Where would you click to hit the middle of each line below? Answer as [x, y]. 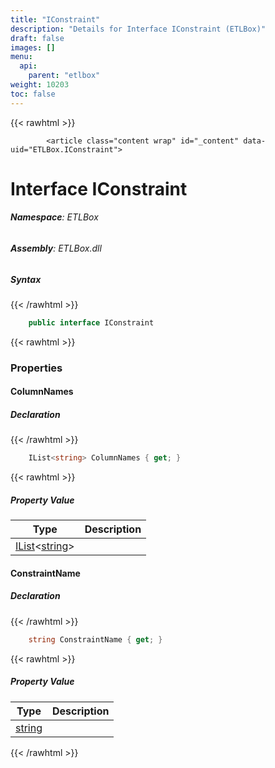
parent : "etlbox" [64, 76]
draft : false [37, 38]
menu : [21, 57]
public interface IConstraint [91, 323]
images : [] [33, 47]
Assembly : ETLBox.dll [56, 248]
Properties [36, 368]
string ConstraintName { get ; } [95, 639]
